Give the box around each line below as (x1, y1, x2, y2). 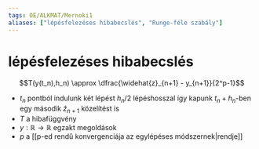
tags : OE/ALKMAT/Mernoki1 (8, 11, 93, 20)
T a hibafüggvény (19, 114, 77, 124)
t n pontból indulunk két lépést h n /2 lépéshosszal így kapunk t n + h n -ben (19, 93, 251, 105)
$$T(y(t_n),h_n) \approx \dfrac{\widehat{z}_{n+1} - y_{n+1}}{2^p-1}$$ (19, 78, 245, 88)
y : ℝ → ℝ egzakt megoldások (19, 123, 117, 133)
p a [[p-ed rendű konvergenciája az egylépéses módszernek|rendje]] (19, 132, 243, 141)
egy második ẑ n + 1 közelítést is (19, 104, 120, 115)
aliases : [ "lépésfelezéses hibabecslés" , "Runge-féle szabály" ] (8, 19, 223, 27)
